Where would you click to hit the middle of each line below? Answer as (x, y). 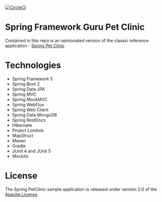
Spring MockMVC (30, 99)
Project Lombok (28, 130)
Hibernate (22, 125)
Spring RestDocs (29, 120)
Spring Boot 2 (26, 84)
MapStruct (23, 135)
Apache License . (22, 194)
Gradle (19, 146)
